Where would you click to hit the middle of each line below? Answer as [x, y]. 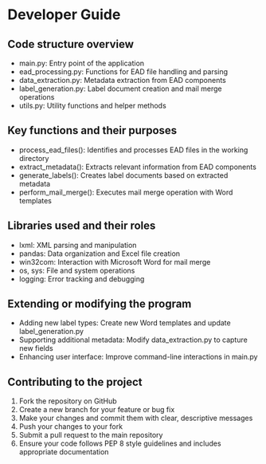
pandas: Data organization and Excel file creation [100, 254]
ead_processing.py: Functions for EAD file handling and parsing [123, 72]
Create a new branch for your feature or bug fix [97, 410]
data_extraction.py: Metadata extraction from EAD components [122, 80]
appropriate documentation [64, 452]
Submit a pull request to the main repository [91, 435]
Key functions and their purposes [92, 130]
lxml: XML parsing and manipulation [78, 245]
